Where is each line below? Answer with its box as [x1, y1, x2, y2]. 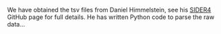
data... [7, 20, 26, 28]
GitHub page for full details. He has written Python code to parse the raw [7, 13, 215, 21]
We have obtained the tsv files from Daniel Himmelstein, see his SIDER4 [7, 6, 212, 14]
